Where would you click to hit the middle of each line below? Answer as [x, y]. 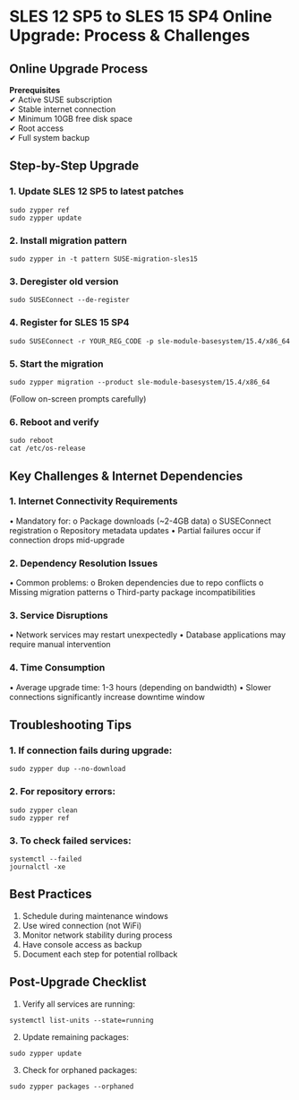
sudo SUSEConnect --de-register [69, 300]
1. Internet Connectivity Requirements [94, 501]
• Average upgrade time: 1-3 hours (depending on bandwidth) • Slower [140, 687]
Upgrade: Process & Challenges [130, 35]
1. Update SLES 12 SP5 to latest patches [97, 192]
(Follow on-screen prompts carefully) [78, 398]
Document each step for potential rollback [100, 954]
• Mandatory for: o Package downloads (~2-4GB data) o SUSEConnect [140, 521]
